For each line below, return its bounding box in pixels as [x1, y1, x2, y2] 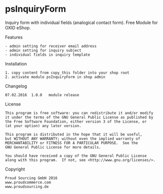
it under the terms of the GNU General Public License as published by [5, 115, 153, 120]
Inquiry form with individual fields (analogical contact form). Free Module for [5, 20, 158, 25]
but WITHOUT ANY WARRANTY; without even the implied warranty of [5, 136, 140, 141]
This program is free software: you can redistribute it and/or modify [5, 110, 153, 115]
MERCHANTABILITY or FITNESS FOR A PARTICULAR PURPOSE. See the [5, 140, 138, 145]
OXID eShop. [5, 24, 31, 30]
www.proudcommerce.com [5, 180, 51, 185]
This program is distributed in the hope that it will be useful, [5, 132, 143, 137]
